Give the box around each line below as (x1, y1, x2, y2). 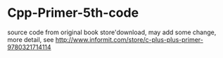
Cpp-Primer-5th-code (7, 5, 139, 21)
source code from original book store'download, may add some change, (7, 28, 217, 36)
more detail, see (7, 35, 54, 43)
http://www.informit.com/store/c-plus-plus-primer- (55, 35, 204, 43)
